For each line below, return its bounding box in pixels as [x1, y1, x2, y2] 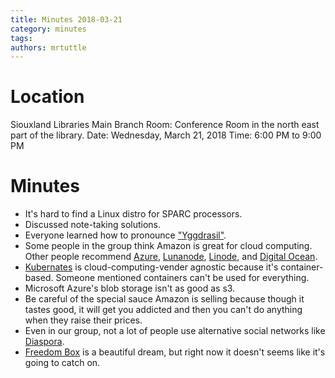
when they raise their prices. [24, 314, 143, 326]
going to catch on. [24, 357, 101, 369]
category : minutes [10, 24, 87, 34]
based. [24, 272, 54, 284]
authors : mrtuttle [10, 42, 87, 53]
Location [10, 86, 85, 108]
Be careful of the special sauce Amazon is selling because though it [24, 293, 305, 305]
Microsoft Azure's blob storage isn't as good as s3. [24, 282, 236, 295]
